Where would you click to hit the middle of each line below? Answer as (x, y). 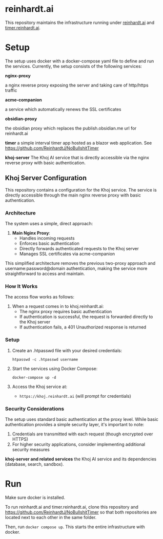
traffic (11, 90)
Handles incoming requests (47, 238)
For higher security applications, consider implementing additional (79, 444)
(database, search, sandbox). (35, 464)
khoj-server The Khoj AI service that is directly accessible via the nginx (77, 157)
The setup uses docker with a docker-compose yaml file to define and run (80, 61)
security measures (31, 449)
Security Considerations (35, 409)
